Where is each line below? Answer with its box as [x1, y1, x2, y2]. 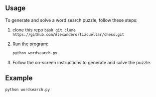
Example [5, 74, 33, 83]
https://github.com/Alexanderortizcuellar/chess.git [12, 32, 125, 37]
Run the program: [12, 41, 49, 47]
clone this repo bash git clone [12, 27, 76, 33]
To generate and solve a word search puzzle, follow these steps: [5, 17, 138, 23]
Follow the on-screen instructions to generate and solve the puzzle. [12, 59, 152, 65]
